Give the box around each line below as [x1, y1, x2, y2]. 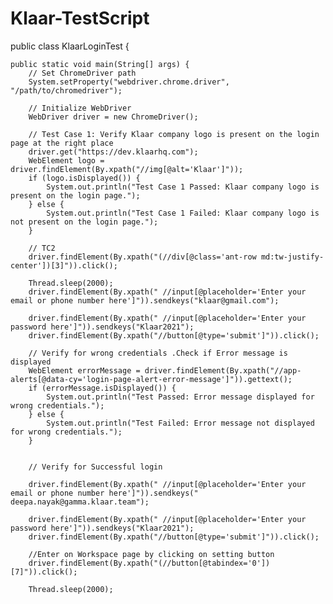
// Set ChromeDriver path [28, 68, 137, 78]
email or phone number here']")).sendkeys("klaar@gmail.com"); [10, 295, 280, 306]
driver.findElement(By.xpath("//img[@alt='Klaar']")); [10, 164, 244, 174]
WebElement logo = [28, 155, 105, 166]
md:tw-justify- [260, 252, 325, 262]
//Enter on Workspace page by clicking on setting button [28, 549, 275, 559]
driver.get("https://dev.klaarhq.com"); [28, 147, 199, 157]
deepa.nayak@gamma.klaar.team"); [10, 497, 150, 507]
